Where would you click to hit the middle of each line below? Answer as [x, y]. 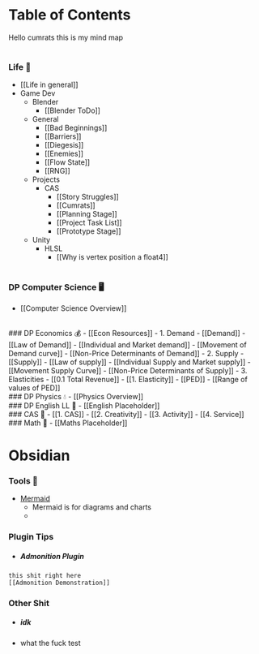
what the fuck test [50, 643]
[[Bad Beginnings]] [76, 128]
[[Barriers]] [63, 136]
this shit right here [45, 575]
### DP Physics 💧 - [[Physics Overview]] [76, 396]
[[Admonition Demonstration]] [59, 583]
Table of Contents [70, 15]
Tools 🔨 [23, 480]
